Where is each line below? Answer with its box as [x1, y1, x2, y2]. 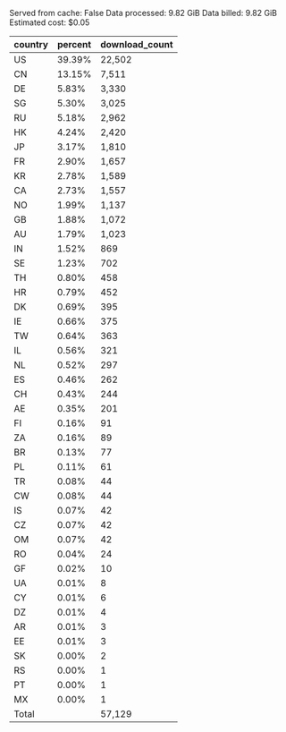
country [13, 38, 49, 50]
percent [56, 38, 92, 50]
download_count [99, 38, 173, 50]
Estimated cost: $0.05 [9, 17, 90, 28]
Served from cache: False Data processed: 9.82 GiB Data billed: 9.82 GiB [9, 8, 278, 18]
